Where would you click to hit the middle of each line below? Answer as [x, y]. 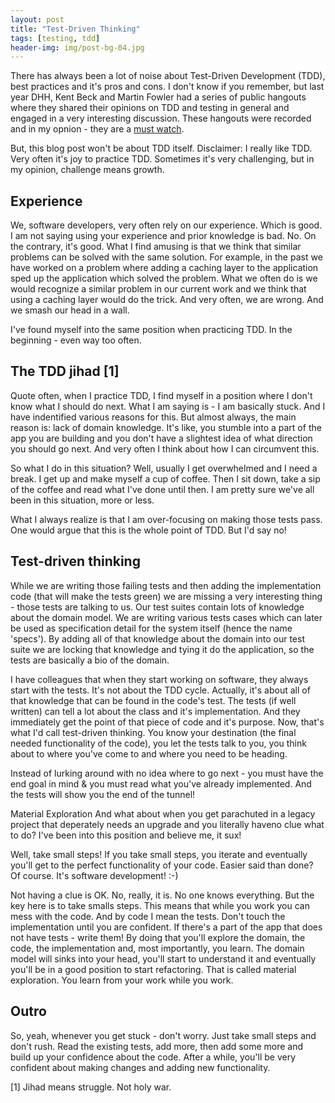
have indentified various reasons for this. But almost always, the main [153, 417]
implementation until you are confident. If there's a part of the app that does [166, 927]
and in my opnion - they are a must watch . [97, 129]
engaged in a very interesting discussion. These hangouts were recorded [161, 118]
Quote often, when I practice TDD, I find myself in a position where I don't [161, 395]
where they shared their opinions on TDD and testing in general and [150, 108]
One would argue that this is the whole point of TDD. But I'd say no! [148, 530]
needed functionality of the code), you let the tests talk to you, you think [158, 743]
